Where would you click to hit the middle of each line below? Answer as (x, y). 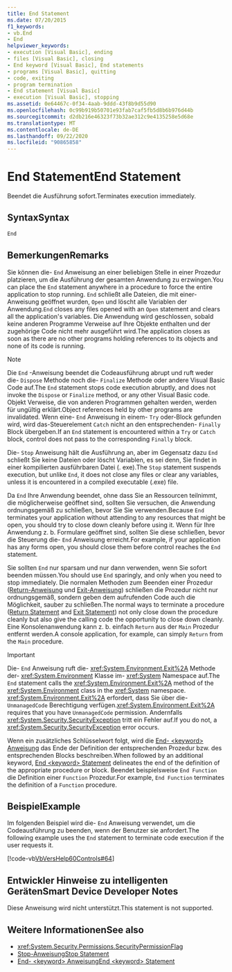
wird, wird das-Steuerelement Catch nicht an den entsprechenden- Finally (114, 424)
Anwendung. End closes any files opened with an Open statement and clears (114, 309)
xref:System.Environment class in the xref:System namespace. (97, 690)
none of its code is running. (46, 346)
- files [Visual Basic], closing (55, 59)
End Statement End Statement (94, 177)
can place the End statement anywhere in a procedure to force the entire (110, 287)
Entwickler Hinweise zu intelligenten (88, 880)
